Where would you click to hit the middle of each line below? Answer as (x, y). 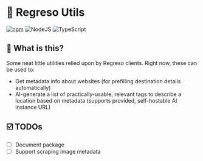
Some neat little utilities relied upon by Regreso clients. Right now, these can (102, 63)
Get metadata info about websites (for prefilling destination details (98, 81)
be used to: (20, 69)
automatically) (33, 87)
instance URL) (33, 107)
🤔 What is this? (35, 48)
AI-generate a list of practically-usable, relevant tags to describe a (98, 94)
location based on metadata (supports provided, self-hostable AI (96, 100)
